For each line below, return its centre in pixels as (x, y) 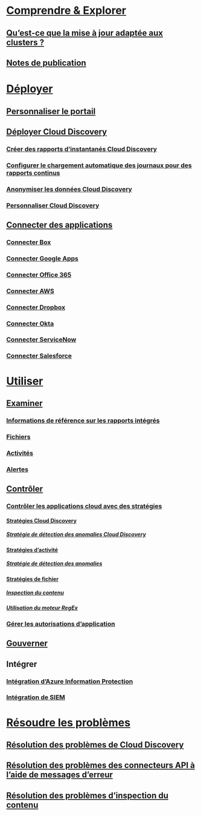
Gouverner (27, 644)
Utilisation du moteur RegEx (42, 608)
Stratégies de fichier (33, 579)
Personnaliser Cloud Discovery (53, 205)
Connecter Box (29, 242)
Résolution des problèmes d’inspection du (88, 795)
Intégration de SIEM (36, 697)
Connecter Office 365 (39, 274)
